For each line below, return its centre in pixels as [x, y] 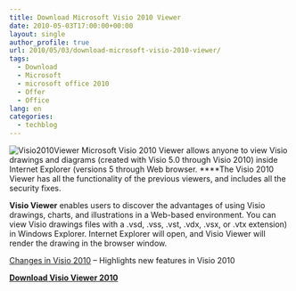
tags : [19, 59]
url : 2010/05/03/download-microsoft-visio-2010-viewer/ [115, 51]
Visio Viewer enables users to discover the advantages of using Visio [137, 205]
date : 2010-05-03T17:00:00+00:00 [71, 26]
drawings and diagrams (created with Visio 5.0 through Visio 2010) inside [144, 160]
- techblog [37, 125]
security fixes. [35, 188]
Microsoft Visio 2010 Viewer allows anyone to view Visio [185, 150]
